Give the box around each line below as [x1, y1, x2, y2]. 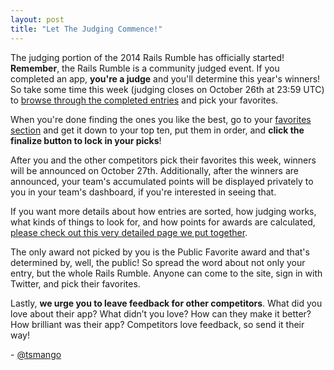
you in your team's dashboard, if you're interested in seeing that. [10, 186, 277, 198]
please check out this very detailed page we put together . [10, 226, 248, 238]
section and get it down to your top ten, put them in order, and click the [10, 124, 305, 136]
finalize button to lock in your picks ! [10, 134, 162, 146]
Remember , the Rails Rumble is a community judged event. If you [10, 62, 280, 74]
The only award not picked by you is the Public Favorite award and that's [10, 246, 310, 258]
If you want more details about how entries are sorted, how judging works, [10, 205, 317, 217]
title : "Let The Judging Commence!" [10, 24, 163, 34]
